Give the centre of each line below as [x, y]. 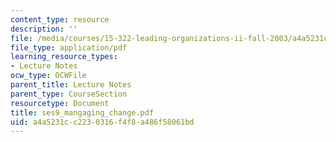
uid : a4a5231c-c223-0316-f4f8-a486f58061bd [102, 122]
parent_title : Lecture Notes [71, 85]
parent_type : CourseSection [69, 94]
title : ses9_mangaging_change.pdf [82, 112]
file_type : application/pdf [69, 47]
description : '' [44, 29]
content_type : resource [60, 19]
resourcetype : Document [60, 103]
